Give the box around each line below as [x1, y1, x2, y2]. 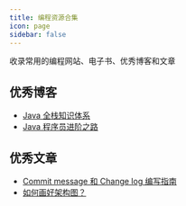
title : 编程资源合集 [9, 13, 79, 22]
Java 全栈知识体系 [22, 110, 91, 121]
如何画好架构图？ [22, 187, 87, 198]
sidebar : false [9, 30, 67, 39]
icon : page [9, 22, 51, 31]
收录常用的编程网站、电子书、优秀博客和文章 [9, 56, 176, 67]
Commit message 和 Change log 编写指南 [22, 176, 178, 186]
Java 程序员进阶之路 [22, 121, 99, 132]
